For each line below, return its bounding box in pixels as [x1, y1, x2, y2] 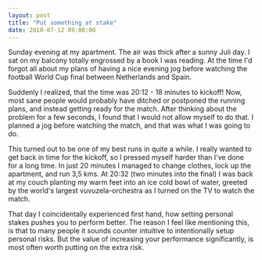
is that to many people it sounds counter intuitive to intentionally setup [8, 226, 235, 236]
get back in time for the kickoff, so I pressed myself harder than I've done [8, 153, 245, 162]
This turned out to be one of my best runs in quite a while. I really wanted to [8, 144, 252, 153]
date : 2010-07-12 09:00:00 [8, 26, 96, 34]
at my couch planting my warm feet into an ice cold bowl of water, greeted [8, 178, 248, 187]
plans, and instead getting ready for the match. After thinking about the [8, 104, 237, 114]
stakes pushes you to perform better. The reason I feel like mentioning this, [8, 218, 250, 227]
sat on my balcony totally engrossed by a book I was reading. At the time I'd [8, 56, 253, 65]
